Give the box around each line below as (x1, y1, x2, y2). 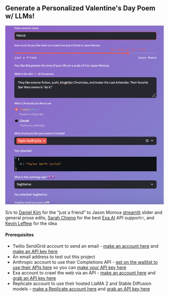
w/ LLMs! (5, 12, 35, 21)
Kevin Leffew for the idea (5, 220, 57, 226)
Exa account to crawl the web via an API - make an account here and (12, 269, 156, 276)
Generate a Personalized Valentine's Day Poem (5, 4, 156, 13)
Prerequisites (5, 232, 34, 238)
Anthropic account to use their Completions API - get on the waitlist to (12, 259, 158, 265)
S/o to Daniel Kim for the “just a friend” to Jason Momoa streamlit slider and (5, 209, 162, 215)
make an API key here (12, 248, 58, 254)
